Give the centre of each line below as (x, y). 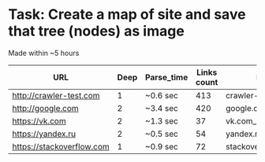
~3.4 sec (162, 108)
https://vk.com (39, 121)
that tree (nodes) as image (97, 31)
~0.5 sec (162, 134)
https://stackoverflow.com (61, 146)
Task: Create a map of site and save (127, 15)
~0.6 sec (162, 95)
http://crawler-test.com (56, 95)
